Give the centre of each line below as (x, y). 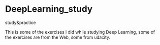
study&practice (20, 22)
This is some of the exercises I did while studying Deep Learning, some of (80, 32)
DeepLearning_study (49, 9)
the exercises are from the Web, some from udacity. (58, 37)
